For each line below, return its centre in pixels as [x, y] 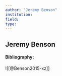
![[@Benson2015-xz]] [27, 68]
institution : [19, 15]
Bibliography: [20, 57]
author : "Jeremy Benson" [31, 10]
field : [12, 19]
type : [11, 24]
